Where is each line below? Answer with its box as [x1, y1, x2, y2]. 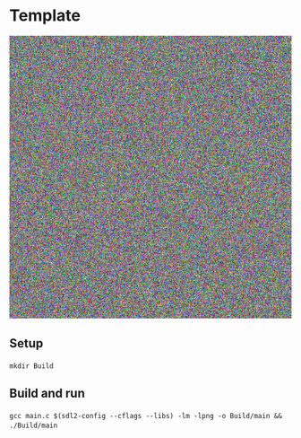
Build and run [9, 386, 85, 401]
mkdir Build [9, 361, 54, 371]
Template [9, 5, 81, 26]
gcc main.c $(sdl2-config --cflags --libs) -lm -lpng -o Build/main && [9, 411, 282, 420]
